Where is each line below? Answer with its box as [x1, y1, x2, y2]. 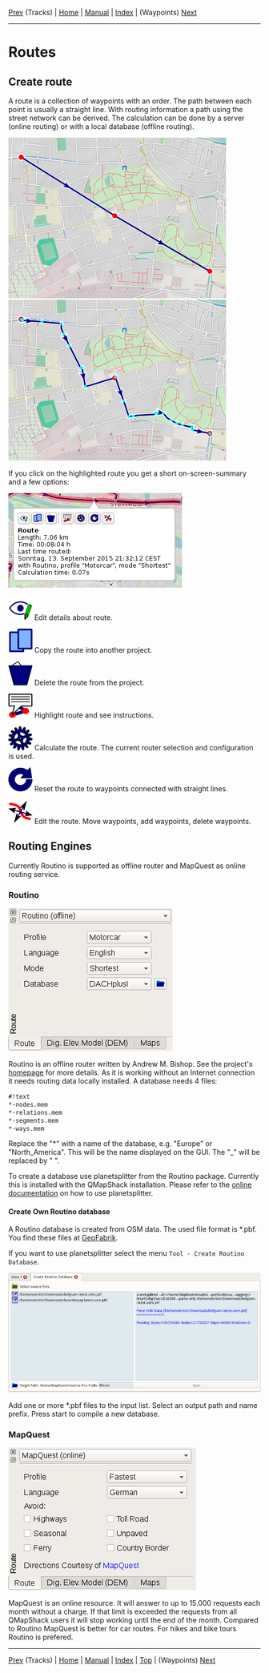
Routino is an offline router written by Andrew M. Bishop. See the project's [8, 1060, 254, 1069]
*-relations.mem [8, 1109, 62, 1117]
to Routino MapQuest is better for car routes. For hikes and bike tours [8, 1624, 237, 1634]
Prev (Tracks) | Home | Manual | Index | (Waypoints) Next [8, 8, 198, 17]
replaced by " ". [8, 1156, 60, 1165]
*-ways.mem [8, 1125, 45, 1133]
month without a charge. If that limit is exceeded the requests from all [8, 1607, 238, 1617]
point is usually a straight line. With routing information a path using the [8, 105, 243, 114]
